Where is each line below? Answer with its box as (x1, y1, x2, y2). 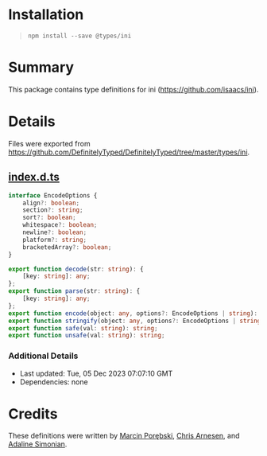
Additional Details (8, 350, 79, 361)
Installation (8, 6, 84, 24)
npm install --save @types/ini (27, 32, 132, 40)
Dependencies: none (19, 376, 89, 387)
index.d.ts (8, 170, 60, 184)
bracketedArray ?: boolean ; (22, 243, 112, 251)
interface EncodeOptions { (8, 191, 98, 200)
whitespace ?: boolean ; (22, 221, 98, 229)
